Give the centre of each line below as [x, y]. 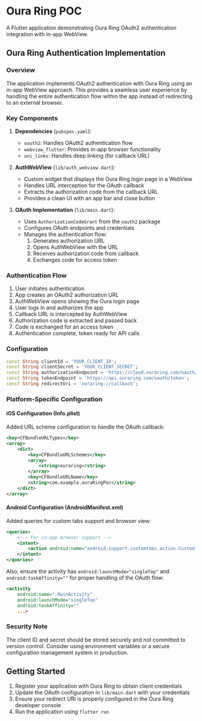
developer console [38, 705]
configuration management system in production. [67, 652]
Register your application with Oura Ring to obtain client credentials [98, 686]
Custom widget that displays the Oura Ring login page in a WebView [108, 179]
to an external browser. [35, 102]
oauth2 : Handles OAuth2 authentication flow [78, 143]
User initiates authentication [50, 289]
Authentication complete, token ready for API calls [77, 333]
